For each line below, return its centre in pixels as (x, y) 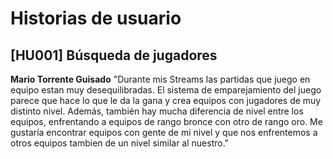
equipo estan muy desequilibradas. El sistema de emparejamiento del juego (166, 90)
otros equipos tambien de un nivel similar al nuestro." (120, 143)
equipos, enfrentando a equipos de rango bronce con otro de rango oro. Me (166, 121)
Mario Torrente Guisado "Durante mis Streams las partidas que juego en (160, 79)
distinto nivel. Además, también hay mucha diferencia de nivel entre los (157, 111)
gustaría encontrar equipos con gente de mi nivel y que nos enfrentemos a (164, 132)
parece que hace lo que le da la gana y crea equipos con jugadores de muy (166, 100)
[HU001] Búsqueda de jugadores (114, 55)
